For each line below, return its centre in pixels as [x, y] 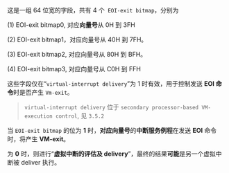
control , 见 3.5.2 [80, 116]
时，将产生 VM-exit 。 [39, 139]
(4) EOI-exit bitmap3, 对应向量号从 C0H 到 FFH [74, 69]
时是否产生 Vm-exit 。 [44, 92]
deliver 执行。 [41, 162]
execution [39, 116]
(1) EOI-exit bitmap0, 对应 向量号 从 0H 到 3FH [71, 25]
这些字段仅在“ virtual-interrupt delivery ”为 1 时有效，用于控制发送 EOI [111, 84]
